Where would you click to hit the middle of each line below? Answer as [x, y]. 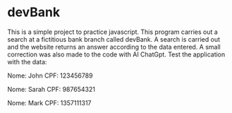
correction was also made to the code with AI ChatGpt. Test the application [116, 54]
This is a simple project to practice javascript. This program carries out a [113, 32]
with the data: [27, 61]
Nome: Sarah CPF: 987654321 [51, 89]
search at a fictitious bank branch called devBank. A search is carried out [114, 39]
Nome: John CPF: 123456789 [50, 76]
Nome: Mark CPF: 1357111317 [49, 102]
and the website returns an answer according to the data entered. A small [114, 47]
